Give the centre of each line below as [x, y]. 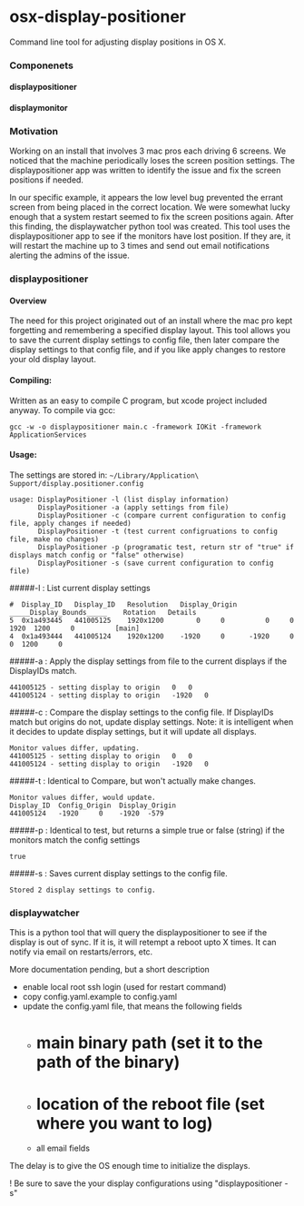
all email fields [63, 1148]
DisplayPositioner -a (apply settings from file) [133, 507]
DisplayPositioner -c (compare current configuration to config [162, 515]
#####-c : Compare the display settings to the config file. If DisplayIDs [142, 712]
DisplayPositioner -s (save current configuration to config [156, 563]
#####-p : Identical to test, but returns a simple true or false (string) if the [147, 830]
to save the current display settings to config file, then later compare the [144, 340]
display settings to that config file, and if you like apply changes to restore [147, 350]
